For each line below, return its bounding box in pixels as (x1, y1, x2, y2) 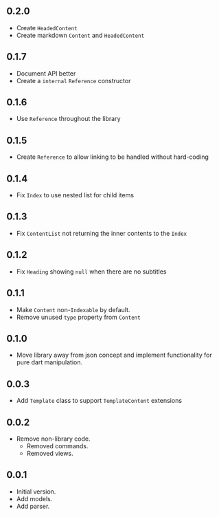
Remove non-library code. (16, 434, 91, 443)
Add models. (16, 494, 53, 503)
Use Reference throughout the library (16, 115, 121, 123)
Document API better (16, 69, 76, 78)
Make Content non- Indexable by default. (16, 305, 130, 313)
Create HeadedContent (16, 23, 78, 32)
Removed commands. (26, 441, 89, 450)
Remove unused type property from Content (16, 313, 141, 321)
